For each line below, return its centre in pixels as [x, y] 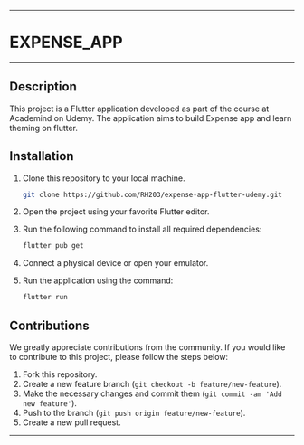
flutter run [45, 298]
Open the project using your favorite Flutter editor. [116, 212]
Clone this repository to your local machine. [104, 178]
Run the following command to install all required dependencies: [142, 229]
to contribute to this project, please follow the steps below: [119, 357]
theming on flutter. [44, 128]
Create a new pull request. [71, 422]
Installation [42, 156]
